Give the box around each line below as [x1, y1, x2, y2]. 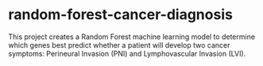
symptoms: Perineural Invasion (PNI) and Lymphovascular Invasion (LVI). [8, 49, 246, 58]
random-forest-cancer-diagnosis [8, 6, 233, 24]
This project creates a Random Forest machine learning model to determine [8, 32, 256, 41]
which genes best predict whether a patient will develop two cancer [8, 40, 230, 49]
